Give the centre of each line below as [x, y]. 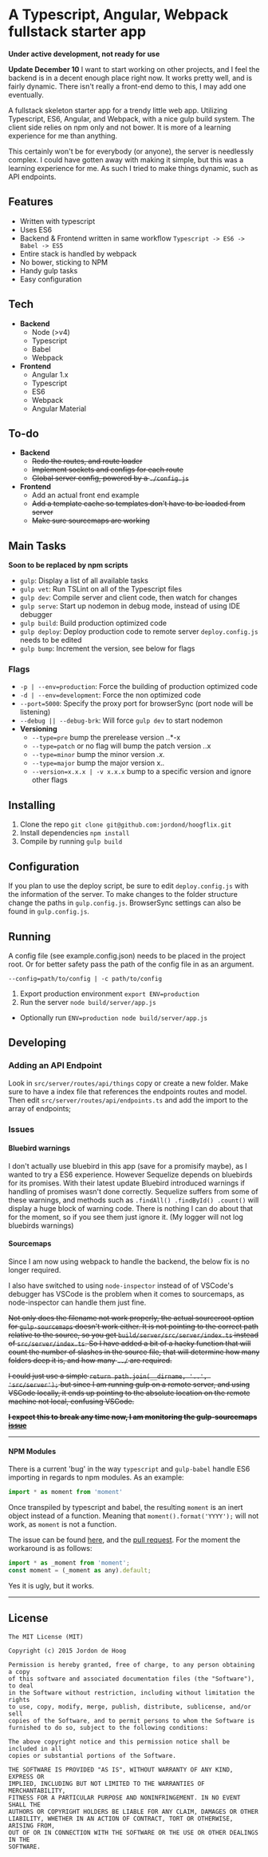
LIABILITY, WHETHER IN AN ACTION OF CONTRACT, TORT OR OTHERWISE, [121, 1819]
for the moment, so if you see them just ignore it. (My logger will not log [126, 1217]
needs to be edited [51, 640]
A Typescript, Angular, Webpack [118, 15]
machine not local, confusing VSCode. [71, 1401]
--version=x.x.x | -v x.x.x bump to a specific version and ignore [141, 771]
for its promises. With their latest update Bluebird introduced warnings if [127, 1183]
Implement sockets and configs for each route [107, 470]
